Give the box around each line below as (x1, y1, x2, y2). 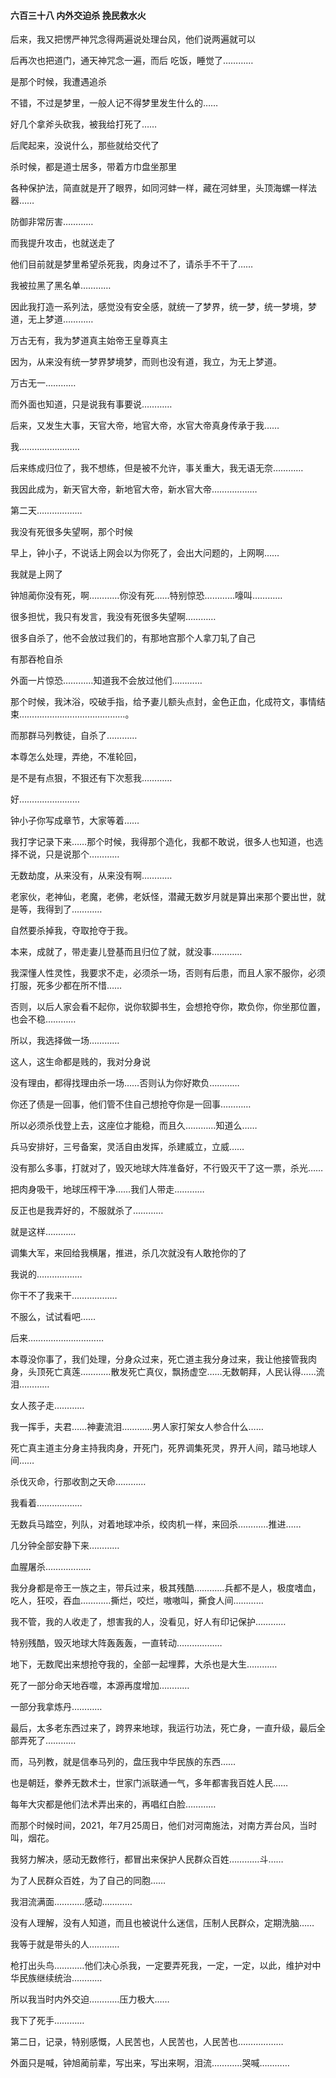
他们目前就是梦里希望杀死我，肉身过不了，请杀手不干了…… (10, 258, 254, 270)
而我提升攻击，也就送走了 (10, 237, 116, 249)
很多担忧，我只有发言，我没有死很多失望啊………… (10, 611, 217, 623)
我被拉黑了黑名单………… (10, 280, 112, 292)
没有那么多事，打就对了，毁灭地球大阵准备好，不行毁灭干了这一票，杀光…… (10, 1162, 324, 1174)
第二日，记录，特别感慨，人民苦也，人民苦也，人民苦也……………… (10, 2036, 284, 2048)
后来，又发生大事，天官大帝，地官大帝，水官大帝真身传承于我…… (10, 420, 280, 432)
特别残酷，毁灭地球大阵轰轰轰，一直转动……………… (10, 1637, 223, 1649)
